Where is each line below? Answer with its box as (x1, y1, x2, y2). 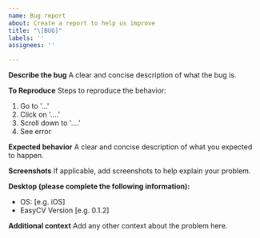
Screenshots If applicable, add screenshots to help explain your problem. (8, 166, 251, 176)
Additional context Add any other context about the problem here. (8, 221, 228, 231)
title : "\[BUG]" (8, 26, 62, 34)
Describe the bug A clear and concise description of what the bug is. (8, 70, 237, 80)
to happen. (8, 151, 44, 161)
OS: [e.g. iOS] (19, 197, 66, 207)
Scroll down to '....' (19, 118, 82, 128)
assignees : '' (8, 42, 56, 50)
